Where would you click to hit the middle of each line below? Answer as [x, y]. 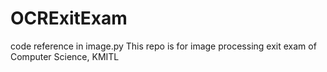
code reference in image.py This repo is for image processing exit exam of [163, 46]
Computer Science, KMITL [65, 56]
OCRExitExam [69, 18]
